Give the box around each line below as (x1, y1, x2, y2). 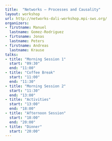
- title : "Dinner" (5, 124, 42, 129)
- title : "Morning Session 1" (5, 57, 66, 62)
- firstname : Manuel (5, 25, 47, 30)
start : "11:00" (9, 75, 40, 79)
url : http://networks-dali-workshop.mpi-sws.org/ (5, 16, 108, 21)
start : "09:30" (9, 61, 40, 66)
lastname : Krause (9, 47, 45, 52)
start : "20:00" (9, 129, 40, 134)
